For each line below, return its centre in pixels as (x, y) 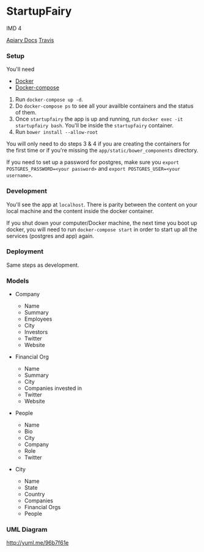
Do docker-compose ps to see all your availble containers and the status (104, 106)
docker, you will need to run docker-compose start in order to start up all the (102, 229)
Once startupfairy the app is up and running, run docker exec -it (99, 119)
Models (18, 281)
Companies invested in (53, 388)
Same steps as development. (43, 265)
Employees (38, 319)
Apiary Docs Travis (30, 40)
